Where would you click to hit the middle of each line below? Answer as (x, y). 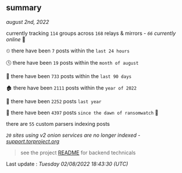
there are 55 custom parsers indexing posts (58, 123)
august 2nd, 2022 (28, 22)
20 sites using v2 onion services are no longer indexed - (73, 135)
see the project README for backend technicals (78, 153)
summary (24, 8)
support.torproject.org (33, 141)
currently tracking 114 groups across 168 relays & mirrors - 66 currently (91, 33)
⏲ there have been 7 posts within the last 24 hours (68, 51)
